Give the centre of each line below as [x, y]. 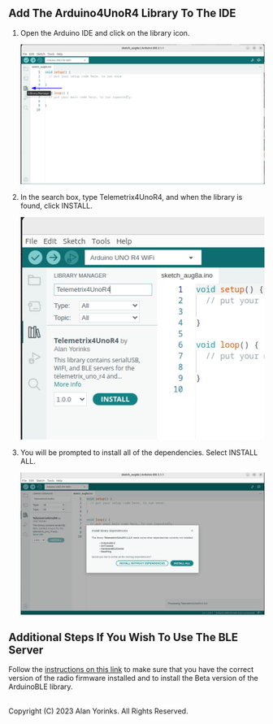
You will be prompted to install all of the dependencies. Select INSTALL [139, 452]
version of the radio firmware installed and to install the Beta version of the [133, 678]
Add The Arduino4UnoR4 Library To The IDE [122, 13]
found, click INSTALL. [56, 206]
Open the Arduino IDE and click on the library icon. [105, 33]
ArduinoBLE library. [41, 687]
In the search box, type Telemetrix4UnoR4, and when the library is [131, 197]
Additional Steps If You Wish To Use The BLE [123, 637]
